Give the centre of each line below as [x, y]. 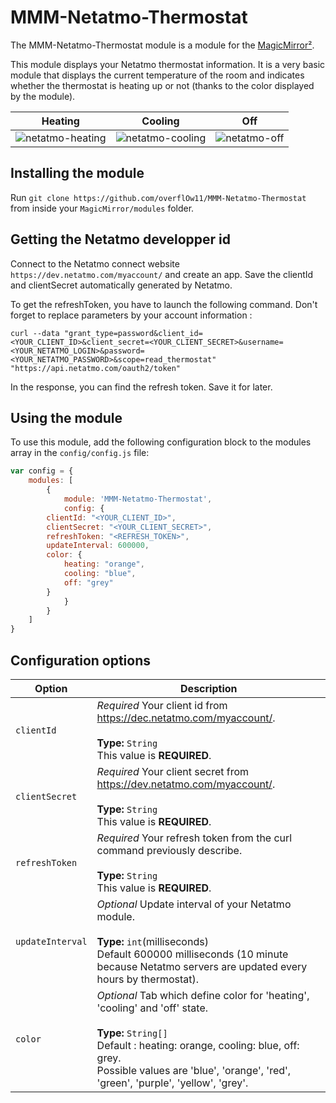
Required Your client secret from [173, 771]
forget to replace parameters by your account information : [131, 315]
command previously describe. [169, 850]
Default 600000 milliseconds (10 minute [192, 954]
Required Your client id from [162, 705]
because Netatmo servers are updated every [202, 966]
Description [209, 688]
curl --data [35, 333]
